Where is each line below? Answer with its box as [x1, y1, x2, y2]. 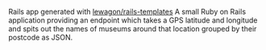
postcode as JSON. [8, 32, 73, 42]
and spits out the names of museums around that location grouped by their [8, 24, 257, 33]
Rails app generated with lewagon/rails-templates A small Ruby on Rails [8, 7, 247, 16]
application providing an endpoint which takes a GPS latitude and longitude [8, 15, 258, 25]
